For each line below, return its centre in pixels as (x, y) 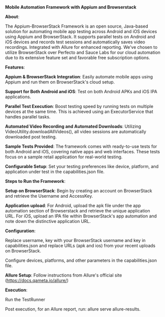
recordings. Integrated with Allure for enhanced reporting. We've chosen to (81, 47)
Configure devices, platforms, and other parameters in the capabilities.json (81, 260)
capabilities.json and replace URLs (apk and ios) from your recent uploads (80, 246)
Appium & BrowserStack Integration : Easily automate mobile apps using (79, 77)
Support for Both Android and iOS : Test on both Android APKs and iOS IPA (81, 91)
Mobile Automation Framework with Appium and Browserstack (71, 7)
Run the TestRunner (25, 299)
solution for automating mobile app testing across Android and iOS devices (81, 31)
